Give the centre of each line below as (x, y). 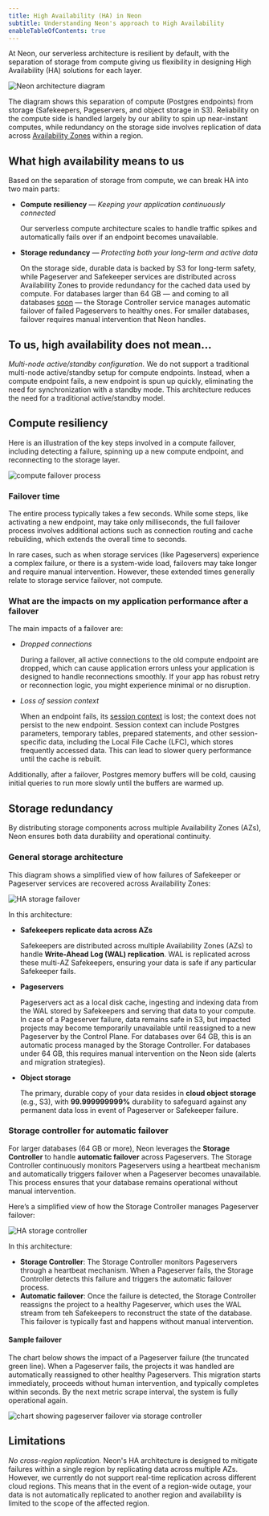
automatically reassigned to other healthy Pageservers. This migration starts (134, 1375)
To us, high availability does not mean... (110, 345)
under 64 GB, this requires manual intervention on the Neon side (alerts (138, 1053)
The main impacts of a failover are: (66, 629)
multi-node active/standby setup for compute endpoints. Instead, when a (129, 373)
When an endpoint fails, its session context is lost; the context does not (138, 716)
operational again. (38, 1400)
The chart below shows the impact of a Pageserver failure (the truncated (129, 1358)
